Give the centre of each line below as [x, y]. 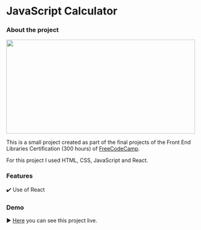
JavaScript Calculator [62, 11]
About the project [33, 30]
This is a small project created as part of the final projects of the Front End [99, 142]
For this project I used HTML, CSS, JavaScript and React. [77, 160]
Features [20, 176]
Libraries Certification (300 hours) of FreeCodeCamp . [73, 149]
